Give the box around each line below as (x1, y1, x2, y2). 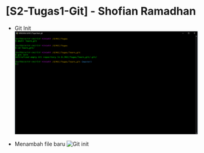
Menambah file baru (14, 140, 65, 148)
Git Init (14, 24, 32, 32)
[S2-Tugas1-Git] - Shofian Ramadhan (5, 4, 196, 18)
